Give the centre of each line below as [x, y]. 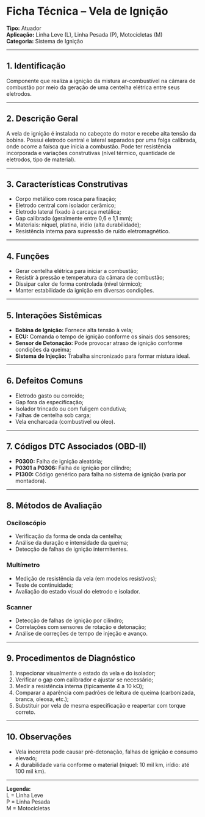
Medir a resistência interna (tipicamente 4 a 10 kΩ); [80, 686]
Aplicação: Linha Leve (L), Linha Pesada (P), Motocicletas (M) [85, 34]
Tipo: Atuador [24, 28]
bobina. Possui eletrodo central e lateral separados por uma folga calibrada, [102, 140]
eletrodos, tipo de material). [41, 159]
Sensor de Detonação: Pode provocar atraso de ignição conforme [99, 343]
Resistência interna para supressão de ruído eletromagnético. [92, 231]
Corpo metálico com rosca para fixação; [66, 199]
